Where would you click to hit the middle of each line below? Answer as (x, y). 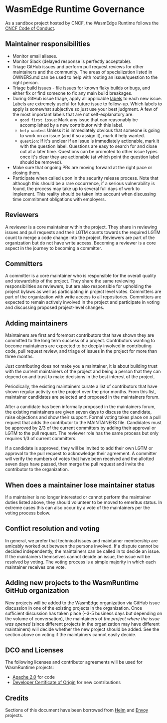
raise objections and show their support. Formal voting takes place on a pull (83, 417)
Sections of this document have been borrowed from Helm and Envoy (77, 710)
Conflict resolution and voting (52, 529)
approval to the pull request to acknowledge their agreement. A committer (81, 454)
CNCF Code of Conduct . (30, 28)
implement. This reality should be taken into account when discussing (84, 194)
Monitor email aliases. (35, 56)
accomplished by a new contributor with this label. (72, 125)
